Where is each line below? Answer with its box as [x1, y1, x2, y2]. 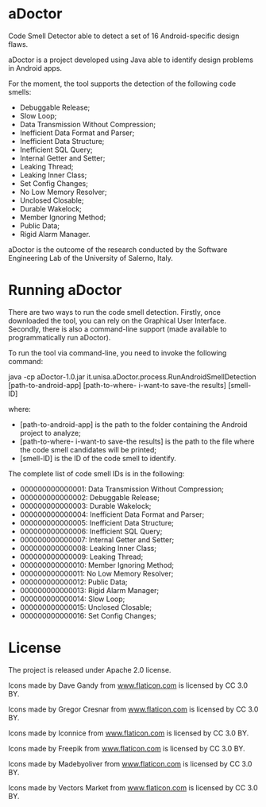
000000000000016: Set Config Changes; [19, 611, 156, 620]
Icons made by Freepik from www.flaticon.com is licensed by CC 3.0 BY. [8, 743, 245, 753]
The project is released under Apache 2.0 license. [8, 665, 172, 674]
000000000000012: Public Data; [19, 577, 129, 587]
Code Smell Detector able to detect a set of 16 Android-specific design [8, 31, 240, 41]
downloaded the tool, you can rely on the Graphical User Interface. [8, 316, 226, 325]
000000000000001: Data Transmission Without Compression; [19, 484, 224, 494]
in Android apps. [8, 63, 62, 72]
